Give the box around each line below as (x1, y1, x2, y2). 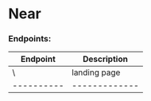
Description (82, 53, 129, 64)
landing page (71, 67, 121, 78)
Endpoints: (8, 33, 52, 45)
